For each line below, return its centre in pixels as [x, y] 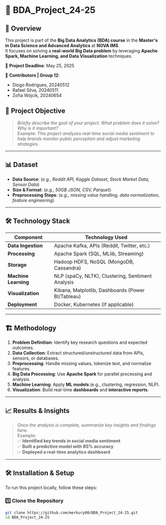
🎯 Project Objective [35, 111]
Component [28, 237]
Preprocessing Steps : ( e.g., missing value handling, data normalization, [86, 195]
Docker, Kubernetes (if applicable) [94, 305]
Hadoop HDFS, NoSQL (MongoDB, [94, 262]
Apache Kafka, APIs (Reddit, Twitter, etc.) [102, 246]
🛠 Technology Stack [38, 221]
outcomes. [23, 348]
